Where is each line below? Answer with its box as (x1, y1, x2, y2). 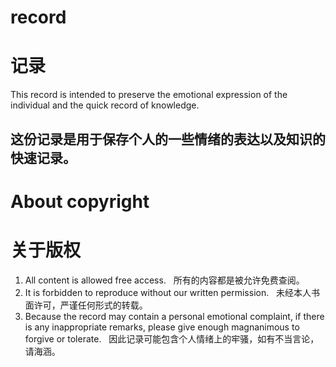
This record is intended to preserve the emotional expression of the (10, 89, 288, 101)
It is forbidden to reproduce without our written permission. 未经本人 (24, 286, 312, 298)
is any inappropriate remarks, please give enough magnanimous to (24, 321, 300, 333)
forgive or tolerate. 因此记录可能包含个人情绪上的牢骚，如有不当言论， (24, 332, 320, 345)
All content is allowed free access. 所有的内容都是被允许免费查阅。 (24, 274, 305, 286)
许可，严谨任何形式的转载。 (33, 299, 148, 311)
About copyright (10, 190, 150, 213)
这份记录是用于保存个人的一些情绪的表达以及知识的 (10, 131, 326, 148)
